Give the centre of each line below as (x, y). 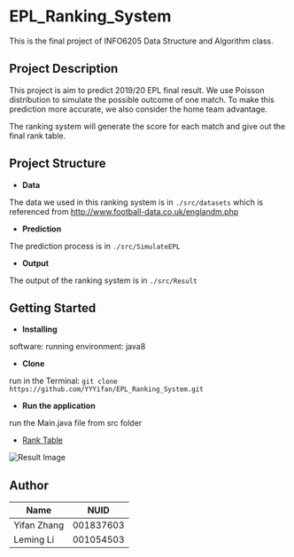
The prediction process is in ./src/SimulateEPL (95, 246)
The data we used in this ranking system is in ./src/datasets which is (136, 202)
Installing (39, 329)
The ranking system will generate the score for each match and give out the (147, 126)
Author (29, 485)
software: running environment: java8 (77, 347)
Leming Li (34, 540)
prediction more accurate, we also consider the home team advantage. (139, 109)
